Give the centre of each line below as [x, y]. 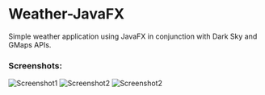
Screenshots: [36, 65]
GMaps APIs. [30, 44]
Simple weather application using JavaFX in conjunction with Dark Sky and [133, 36]
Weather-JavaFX [67, 14]
